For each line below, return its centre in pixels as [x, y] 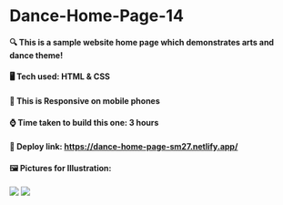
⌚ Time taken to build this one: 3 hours [84, 122]
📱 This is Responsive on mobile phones [85, 100]
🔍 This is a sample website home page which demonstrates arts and [142, 42]
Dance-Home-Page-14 [97, 16]
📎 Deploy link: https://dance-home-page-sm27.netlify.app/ [124, 147]
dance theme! [36, 55]
